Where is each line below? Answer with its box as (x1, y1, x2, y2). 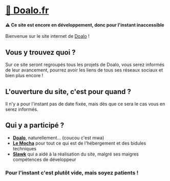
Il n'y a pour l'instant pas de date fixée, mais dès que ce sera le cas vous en (5, 101, 165, 107)
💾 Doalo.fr (5, 5, 49, 16)
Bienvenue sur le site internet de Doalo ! (5, 33, 90, 39)
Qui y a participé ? (5, 121, 65, 130)
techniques (12, 145, 37, 151)
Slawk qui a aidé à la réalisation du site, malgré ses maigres (12, 151, 139, 157)
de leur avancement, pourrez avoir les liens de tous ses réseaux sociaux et (5, 67, 163, 73)
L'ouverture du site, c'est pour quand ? (5, 87, 132, 96)
